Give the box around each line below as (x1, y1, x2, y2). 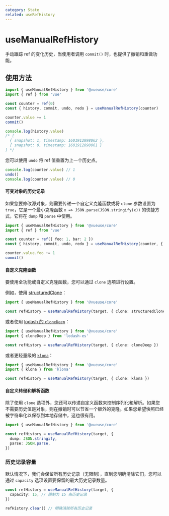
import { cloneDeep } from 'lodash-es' (5, 333, 89, 338)
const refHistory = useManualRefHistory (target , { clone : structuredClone (5, 309, 165, 314)
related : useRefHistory (5, 12, 55, 17)
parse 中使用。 (44, 213, 75, 219)
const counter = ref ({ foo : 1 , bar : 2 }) (5, 237, 94, 242)
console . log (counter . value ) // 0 (5, 177, 75, 182)
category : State (5, 7, 39, 13)
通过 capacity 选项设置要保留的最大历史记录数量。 (5, 477, 110, 483)
